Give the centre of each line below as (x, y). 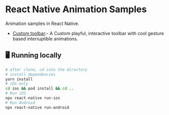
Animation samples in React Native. (43, 23)
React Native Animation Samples (76, 9)
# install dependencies (31, 74)
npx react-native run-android (37, 107)
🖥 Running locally (34, 55)
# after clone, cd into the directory (46, 70)
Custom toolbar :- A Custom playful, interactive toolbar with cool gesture (88, 33)
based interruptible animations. (45, 39)
